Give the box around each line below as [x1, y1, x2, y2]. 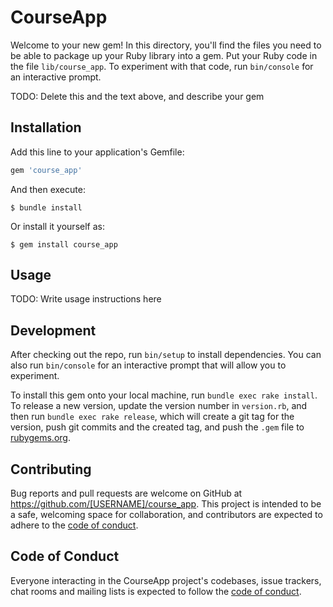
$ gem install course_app [10, 239, 118, 250]
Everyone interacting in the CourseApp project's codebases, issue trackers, [10, 574, 322, 586]
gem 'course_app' [10, 165, 83, 175]
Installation [10, 119, 82, 136]
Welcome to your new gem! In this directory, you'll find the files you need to [10, 39, 322, 51]
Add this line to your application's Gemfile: [10, 146, 185, 158]
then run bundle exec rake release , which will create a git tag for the [10, 411, 295, 423]
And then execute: [10, 183, 86, 195]
